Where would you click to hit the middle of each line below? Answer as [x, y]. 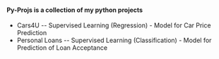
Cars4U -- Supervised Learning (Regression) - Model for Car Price [114, 25]
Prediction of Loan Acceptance [62, 48]
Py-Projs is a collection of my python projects [75, 10]
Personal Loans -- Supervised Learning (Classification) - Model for [114, 40]
